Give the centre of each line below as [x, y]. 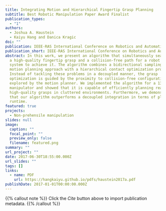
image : [12, 125]
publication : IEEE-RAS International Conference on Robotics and [74, 46]
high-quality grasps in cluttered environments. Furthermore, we [78, 92]
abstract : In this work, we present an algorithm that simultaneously [79, 56]
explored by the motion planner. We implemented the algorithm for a [83, 83]
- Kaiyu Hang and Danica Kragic [43, 38]
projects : [15, 111]
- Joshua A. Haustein [32, 33]
